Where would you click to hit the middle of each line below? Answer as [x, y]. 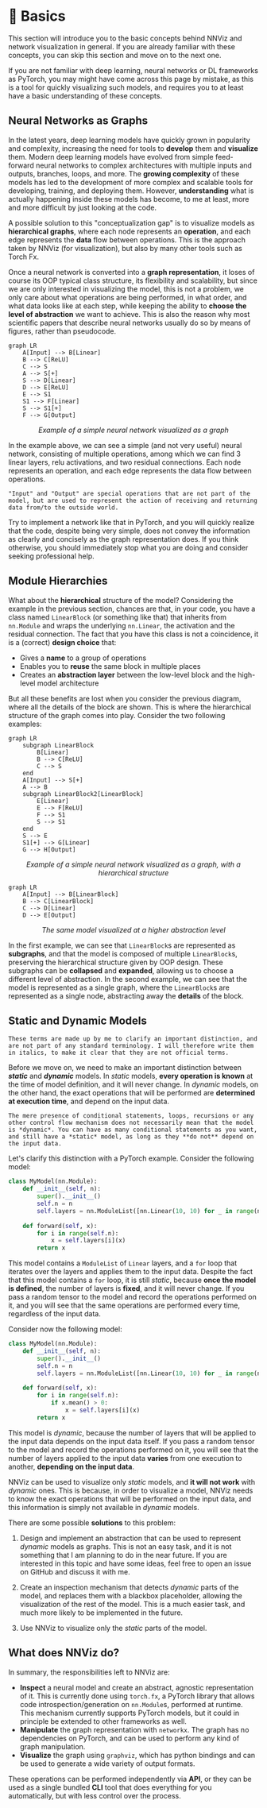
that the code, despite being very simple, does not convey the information [129, 531]
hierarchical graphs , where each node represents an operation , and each [130, 231]
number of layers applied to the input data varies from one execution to [125, 1458]
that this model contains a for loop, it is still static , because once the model [132, 1280]
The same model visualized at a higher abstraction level [133, 929]
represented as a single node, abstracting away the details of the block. [126, 995]
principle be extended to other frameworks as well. [103, 1721]
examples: [25, 724]
